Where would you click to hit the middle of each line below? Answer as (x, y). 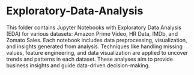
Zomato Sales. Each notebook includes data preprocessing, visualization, (97, 40)
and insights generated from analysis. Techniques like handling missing (95, 46)
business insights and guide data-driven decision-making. (78, 65)
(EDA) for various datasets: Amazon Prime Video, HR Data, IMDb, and (92, 33)
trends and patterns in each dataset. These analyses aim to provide (89, 59)
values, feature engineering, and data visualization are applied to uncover (97, 52)
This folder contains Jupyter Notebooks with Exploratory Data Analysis (94, 27)
